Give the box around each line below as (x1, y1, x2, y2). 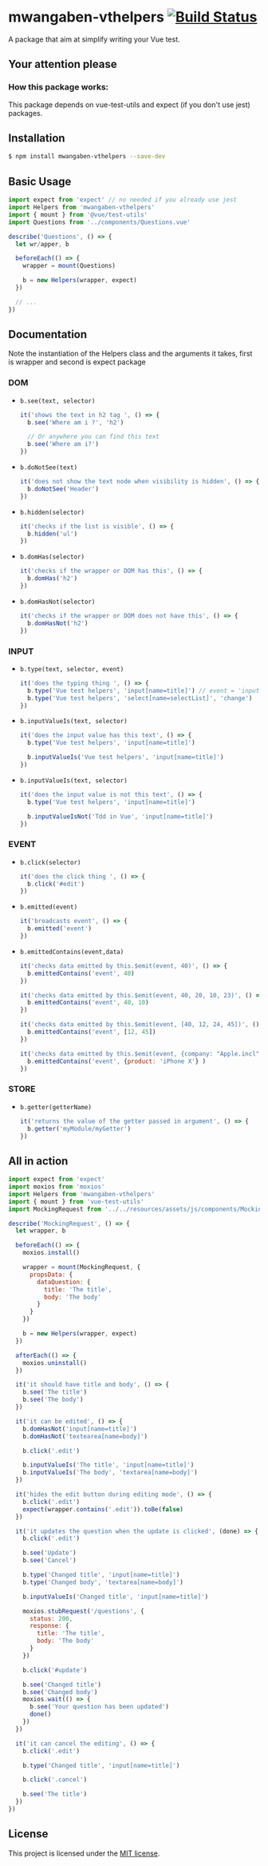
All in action (8, 1154, 69, 1168)
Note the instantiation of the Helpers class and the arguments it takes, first (8, 348, 253, 359)
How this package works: (8, 82, 109, 93)
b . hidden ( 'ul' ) (27, 530, 78, 538)
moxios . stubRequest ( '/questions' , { (22, 1607, 145, 1615)
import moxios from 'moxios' (8, 1183, 105, 1191)
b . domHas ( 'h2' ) (27, 575, 78, 583)
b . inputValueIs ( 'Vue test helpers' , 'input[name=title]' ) (27, 754, 224, 762)
